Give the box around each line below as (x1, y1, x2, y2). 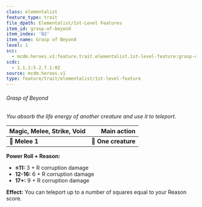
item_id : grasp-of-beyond (6, 25, 71, 32)
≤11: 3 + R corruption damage (14, 164, 89, 172)
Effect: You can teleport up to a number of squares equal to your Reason (6, 188, 187, 196)
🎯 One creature (91, 137, 136, 146)
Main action (101, 127, 136, 136)
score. (6, 195, 22, 202)
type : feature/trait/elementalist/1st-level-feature (6, 76, 141, 82)
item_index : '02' (6, 31, 50, 37)
